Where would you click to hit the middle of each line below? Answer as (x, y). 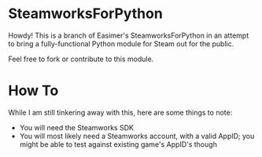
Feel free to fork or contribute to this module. (81, 59)
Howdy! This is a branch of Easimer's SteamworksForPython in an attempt (129, 35)
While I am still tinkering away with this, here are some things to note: (120, 112)
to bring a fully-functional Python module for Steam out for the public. (121, 43)
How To (33, 91)
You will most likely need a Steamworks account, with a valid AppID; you (137, 136)
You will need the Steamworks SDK (76, 127)
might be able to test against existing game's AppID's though (118, 144)
